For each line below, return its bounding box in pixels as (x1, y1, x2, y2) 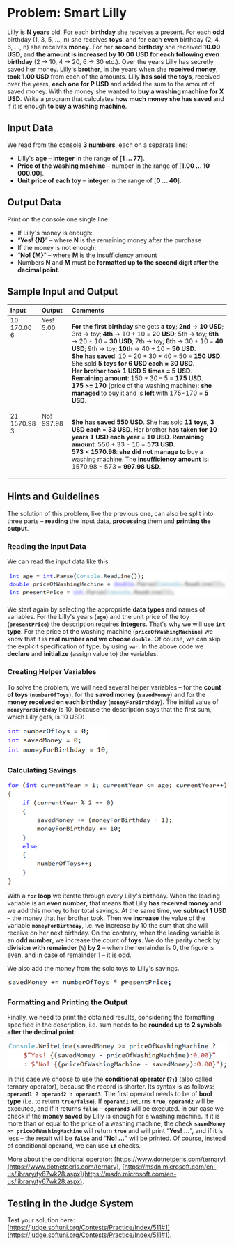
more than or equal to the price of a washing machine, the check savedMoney (7, 1119, 226, 1128)
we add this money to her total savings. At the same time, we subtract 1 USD (7, 906, 227, 914)
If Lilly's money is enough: (17, 228, 93, 237)
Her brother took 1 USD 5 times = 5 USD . (71, 367, 193, 375)
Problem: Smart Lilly (7, 5, 127, 21)
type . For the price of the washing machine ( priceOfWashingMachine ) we (7, 628, 214, 636)
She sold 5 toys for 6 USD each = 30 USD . (71, 359, 195, 368)
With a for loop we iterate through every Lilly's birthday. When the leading (7, 891, 221, 900)
